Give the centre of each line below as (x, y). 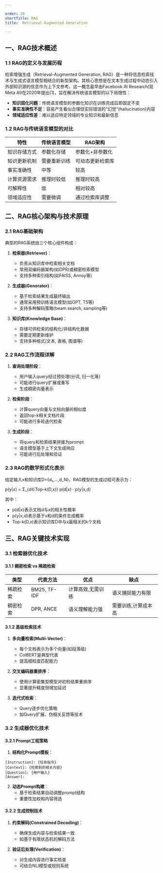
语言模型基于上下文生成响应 (47, 448)
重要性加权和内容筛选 (41, 799)
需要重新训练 (56, 161)
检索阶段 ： (23, 399)
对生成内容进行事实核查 (43, 859)
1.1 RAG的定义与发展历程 (33, 63)
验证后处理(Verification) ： (39, 849)
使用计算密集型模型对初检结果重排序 (56, 682)
